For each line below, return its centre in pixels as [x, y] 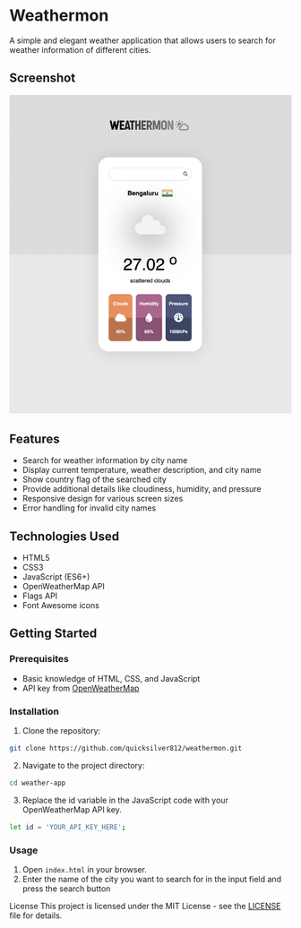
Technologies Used [64, 536]
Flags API [40, 596]
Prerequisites [39, 659]
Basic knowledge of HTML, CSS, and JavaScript [111, 678]
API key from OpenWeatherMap [81, 688]
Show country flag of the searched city [95, 479]
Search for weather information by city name [105, 460]
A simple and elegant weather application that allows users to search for [142, 40]
